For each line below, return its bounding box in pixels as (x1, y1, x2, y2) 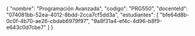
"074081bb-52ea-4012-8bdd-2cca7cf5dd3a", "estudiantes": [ (6, 11, 159, 18)
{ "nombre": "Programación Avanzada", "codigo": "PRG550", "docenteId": (6, 5, 188, 12)
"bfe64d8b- (159, 11, 190, 18)
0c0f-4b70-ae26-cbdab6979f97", (6, 18, 90, 24)
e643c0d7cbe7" (6, 24, 47, 31)
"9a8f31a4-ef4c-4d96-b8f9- (91, 18, 163, 24)
